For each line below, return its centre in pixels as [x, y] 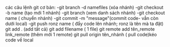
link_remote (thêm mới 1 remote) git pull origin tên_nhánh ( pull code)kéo [81, 34]
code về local [19, 40]
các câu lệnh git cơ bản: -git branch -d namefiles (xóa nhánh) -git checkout [84, 7]
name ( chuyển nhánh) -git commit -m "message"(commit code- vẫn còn [82, 18]
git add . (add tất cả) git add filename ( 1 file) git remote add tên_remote [80, 29]
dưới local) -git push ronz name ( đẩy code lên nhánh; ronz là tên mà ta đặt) [84, 24]
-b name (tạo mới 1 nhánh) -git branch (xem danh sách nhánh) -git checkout [85, 13]
